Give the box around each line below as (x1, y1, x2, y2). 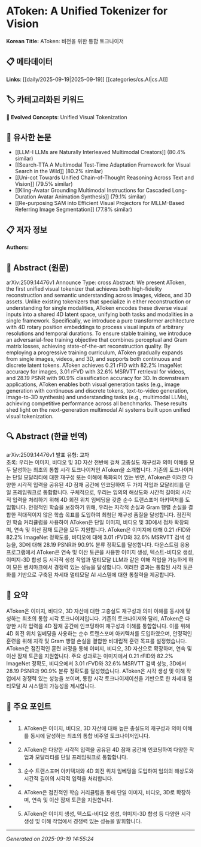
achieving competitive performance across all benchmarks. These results (6, 400, 187, 407)
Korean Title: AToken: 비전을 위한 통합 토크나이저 (6, 37, 124, 44)
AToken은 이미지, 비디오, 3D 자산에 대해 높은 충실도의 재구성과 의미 (23, 725, 181, 732)
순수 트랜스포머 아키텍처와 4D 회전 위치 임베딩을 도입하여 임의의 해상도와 (23, 767, 194, 774)
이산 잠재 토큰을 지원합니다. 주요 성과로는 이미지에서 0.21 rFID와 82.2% (6, 652, 173, 659)
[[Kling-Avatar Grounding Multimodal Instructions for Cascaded (14, 187, 171, 194)
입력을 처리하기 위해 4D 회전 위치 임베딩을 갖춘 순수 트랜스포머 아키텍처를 (12, 496, 184, 503)
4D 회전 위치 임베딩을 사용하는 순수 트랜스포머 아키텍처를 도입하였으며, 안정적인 (6, 629, 193, 637)
